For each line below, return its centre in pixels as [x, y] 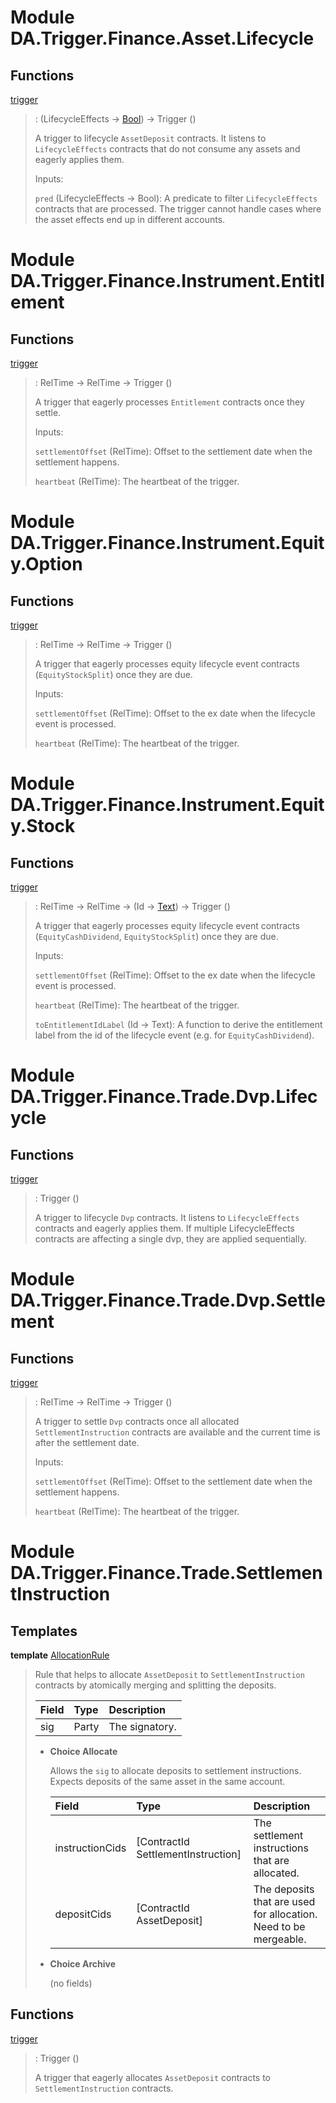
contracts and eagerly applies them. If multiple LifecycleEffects [164, 1228]
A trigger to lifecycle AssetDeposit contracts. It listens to [150, 138]
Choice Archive [82, 1964]
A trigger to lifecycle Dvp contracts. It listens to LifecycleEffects [167, 1217]
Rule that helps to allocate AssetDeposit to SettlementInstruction [169, 1674]
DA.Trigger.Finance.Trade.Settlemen [166, 1573]
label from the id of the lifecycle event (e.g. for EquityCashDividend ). [174, 1035]
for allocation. [285, 1914]
